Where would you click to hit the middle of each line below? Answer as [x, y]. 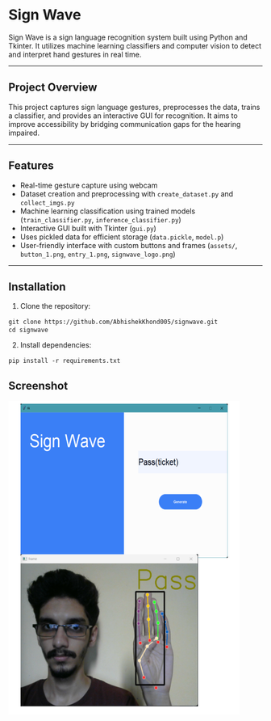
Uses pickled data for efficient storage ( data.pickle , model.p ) [122, 237]
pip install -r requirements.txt [65, 361]
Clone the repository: [55, 306]
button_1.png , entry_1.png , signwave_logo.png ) [98, 254]
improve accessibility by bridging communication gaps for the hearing [125, 124]
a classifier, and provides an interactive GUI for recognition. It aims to [123, 116]
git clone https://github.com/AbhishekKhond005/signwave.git [113, 322]
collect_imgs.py [47, 203]
